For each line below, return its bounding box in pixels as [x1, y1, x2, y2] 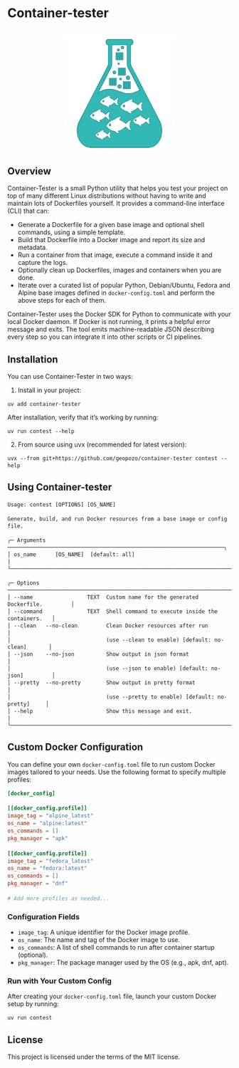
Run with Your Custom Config [7, 975, 112, 985]
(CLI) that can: [7, 206, 50, 215]
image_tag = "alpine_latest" [7, 812, 94, 820]
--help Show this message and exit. [14, 707, 193, 715]
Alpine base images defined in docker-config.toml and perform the [17, 288, 216, 297]
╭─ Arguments [7, 536, 46, 544]
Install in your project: [17, 386, 82, 394]
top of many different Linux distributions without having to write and [7, 192, 206, 200]
